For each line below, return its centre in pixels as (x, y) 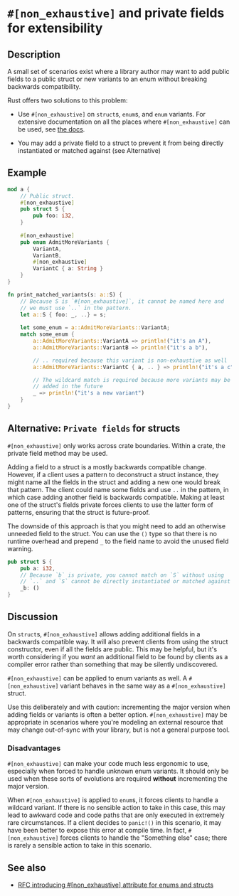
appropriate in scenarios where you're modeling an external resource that (115, 722)
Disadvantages (34, 748)
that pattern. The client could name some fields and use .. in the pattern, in (118, 489)
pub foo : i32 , (54, 216)
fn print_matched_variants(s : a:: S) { (65, 294)
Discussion (33, 617)
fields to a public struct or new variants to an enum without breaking (107, 79)
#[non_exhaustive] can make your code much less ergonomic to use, (108, 764)
